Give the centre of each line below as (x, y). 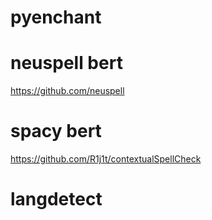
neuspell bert (66, 63)
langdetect (56, 199)
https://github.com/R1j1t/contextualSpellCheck (106, 159)
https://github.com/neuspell (67, 91)
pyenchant (56, 17)
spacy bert (56, 131)
